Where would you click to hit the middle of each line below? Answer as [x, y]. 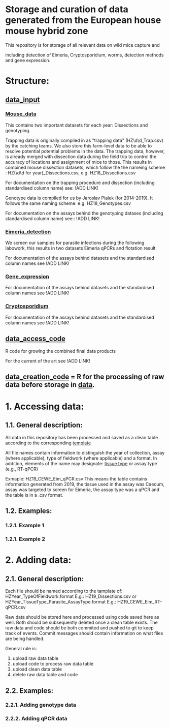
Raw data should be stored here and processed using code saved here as [82, 617]
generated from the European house [83, 20]
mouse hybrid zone [47, 31]
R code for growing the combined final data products [60, 351]
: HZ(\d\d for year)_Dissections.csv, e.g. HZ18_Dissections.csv [71, 173]
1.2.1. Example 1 [25, 526]
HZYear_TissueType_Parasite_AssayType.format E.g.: [61, 602]
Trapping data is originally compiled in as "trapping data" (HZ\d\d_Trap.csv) [84, 140]
